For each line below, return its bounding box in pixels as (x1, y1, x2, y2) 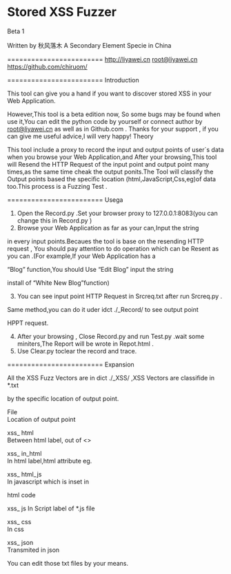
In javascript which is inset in (7, 477, 90, 485)
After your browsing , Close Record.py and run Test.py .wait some (17, 332, 205, 340)
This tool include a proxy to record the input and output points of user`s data (7, 145, 224, 154)
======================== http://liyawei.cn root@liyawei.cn (7, 55, 198, 63)
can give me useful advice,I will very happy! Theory (7, 132, 154, 140)
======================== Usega (7, 195, 123, 204)
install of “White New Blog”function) (7, 278, 110, 287)
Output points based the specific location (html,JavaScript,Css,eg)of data (7, 174, 216, 183)
